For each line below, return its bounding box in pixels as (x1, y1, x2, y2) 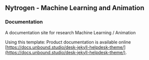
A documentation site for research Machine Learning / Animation (5, 29, 136, 36)
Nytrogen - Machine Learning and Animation (5, 4, 145, 12)
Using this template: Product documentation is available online (5, 39, 131, 45)
